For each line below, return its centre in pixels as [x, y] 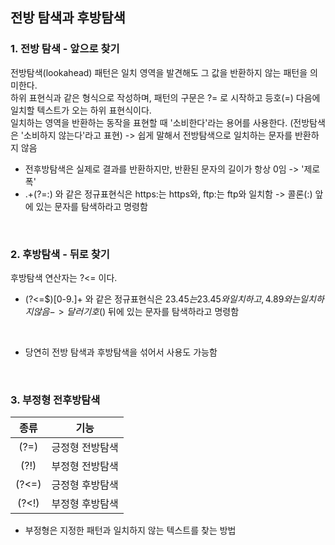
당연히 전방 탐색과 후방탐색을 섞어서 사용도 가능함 [121, 352]
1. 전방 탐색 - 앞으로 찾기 [65, 49]
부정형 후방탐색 [85, 504]
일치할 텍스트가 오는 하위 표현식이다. [81, 110]
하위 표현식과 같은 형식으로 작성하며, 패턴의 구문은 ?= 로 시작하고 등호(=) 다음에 [165, 97]
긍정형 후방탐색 [85, 485]
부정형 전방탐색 [85, 466]
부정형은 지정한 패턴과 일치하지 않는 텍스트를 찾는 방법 [130, 530]
